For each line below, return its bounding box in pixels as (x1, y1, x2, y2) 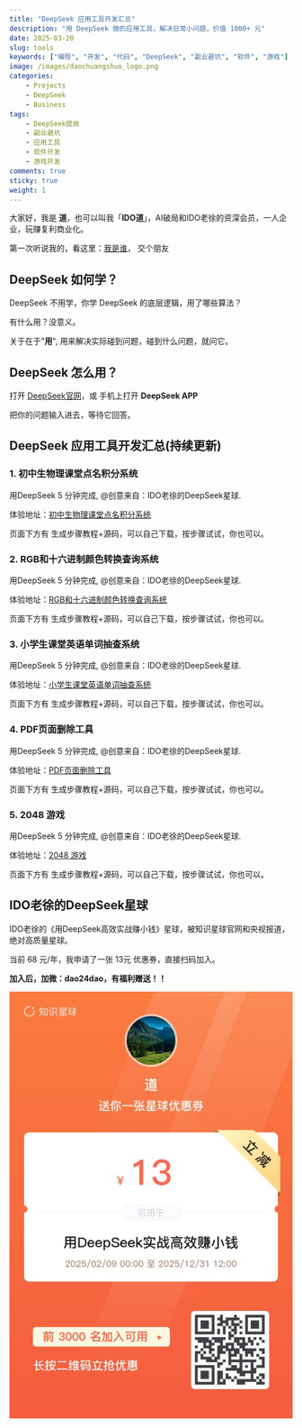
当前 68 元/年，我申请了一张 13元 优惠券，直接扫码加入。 (9, 953, 220, 964)
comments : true (9, 167, 67, 176)
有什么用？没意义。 (9, 316, 81, 328)
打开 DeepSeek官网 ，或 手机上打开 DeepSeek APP (9, 390, 199, 401)
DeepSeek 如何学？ (9, 271, 119, 287)
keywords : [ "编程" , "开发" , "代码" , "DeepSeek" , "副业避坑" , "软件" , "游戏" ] (9, 52, 289, 62)
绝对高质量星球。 (9, 934, 73, 945)
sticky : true (9, 176, 58, 185)
